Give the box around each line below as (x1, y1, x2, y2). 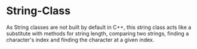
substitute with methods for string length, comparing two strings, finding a (6, 30, 189, 37)
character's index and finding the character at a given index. (6, 36, 155, 43)
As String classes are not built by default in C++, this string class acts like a (6, 24, 192, 31)
